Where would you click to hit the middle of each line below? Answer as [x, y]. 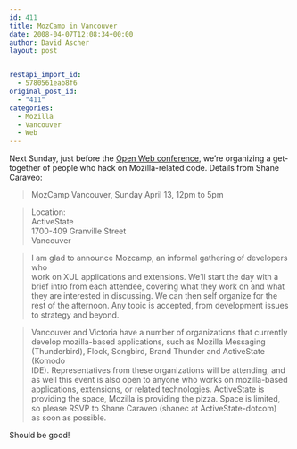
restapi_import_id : [45, 75]
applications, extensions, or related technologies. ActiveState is [148, 389]
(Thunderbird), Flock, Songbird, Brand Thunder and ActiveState [148, 352]
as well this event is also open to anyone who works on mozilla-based [159, 380]
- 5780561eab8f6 [47, 83]
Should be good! [40, 436]
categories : [31, 108]
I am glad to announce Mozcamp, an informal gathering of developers [159, 258]
